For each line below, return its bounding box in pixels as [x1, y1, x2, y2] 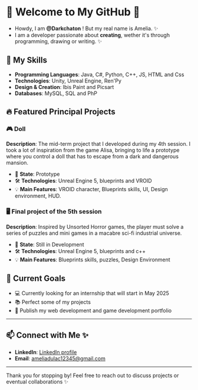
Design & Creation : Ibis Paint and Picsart [14, 83, 114, 90]
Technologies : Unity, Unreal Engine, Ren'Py [14, 77, 122, 84]
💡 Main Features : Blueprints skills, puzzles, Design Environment [14, 256, 171, 263]
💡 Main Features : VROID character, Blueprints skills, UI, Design [14, 186, 168, 193]
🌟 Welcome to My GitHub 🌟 [6, 5, 140, 19]
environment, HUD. [14, 192, 61, 199]
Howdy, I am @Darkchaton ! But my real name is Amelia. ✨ [14, 25, 159, 32]
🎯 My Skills [6, 55, 47, 65]
